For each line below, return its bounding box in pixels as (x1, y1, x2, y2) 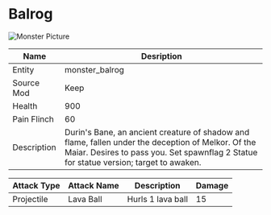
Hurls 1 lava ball (127, 193, 188, 205)
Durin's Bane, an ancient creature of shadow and (64, 126, 250, 138)
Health (12, 100, 38, 111)
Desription (140, 50, 183, 61)
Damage (195, 180, 229, 191)
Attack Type (12, 180, 60, 191)
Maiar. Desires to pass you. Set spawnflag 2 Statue (64, 147, 258, 158)
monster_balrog (64, 64, 125, 75)
